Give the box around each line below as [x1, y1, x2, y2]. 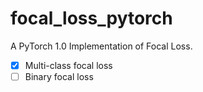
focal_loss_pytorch [10, 7, 173, 30]
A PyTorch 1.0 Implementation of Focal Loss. [10, 40, 193, 52]
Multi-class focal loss [24, 59, 113, 71]
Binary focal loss [24, 71, 94, 82]
